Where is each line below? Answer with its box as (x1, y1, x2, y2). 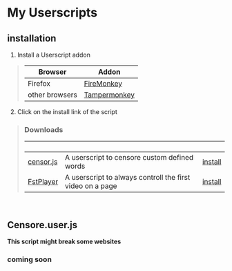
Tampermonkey (84, 90, 135, 100)
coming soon (7, 254, 52, 264)
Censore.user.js (7, 219, 78, 231)
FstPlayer (27, 177, 59, 187)
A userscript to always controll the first (64, 173, 191, 183)
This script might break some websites (7, 237, 122, 246)
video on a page (64, 181, 117, 191)
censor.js (27, 157, 58, 167)
